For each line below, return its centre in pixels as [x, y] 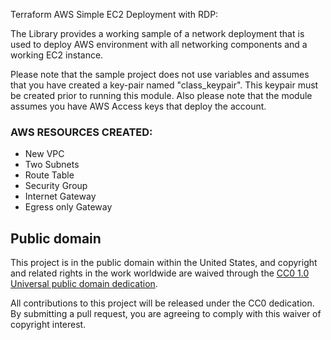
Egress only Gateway [68, 207]
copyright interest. [48, 325]
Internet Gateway [60, 196]
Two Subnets [52, 165]
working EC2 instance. [57, 55]
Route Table [49, 175]
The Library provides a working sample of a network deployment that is [157, 33]
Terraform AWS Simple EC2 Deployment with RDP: [114, 14]
